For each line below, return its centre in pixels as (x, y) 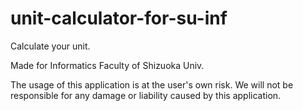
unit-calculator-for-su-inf (119, 18)
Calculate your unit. (50, 46)
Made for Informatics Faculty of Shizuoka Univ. (107, 65)
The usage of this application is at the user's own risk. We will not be (152, 84)
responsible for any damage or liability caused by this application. (146, 95)
